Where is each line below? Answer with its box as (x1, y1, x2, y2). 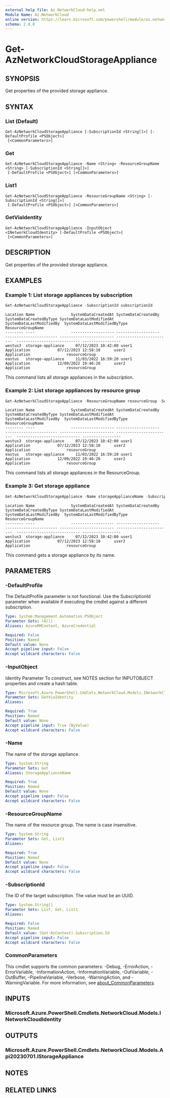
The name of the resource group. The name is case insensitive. (5, 822, 137, 828)
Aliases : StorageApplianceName (5, 770, 71, 775)
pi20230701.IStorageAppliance (5, 1053, 84, 1060)
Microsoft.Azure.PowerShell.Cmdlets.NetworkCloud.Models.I (5, 1010, 161, 1017)
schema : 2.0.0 (5, 21, 35, 27)
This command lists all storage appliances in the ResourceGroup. (5, 470, 141, 476)
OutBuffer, (5, 974, 27, 980)
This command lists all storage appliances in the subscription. (5, 374, 134, 380)
